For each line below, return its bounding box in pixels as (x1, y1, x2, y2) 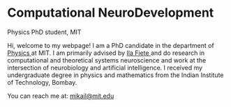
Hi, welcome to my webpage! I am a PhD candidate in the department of (7, 41, 214, 49)
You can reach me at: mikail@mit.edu (7, 92, 114, 100)
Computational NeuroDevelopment (7, 5, 214, 21)
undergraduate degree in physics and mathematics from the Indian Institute (7, 71, 225, 79)
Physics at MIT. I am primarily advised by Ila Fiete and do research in (7, 49, 205, 57)
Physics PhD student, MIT (7, 28, 82, 36)
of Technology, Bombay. (7, 78, 77, 86)
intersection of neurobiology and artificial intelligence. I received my (7, 63, 203, 72)
